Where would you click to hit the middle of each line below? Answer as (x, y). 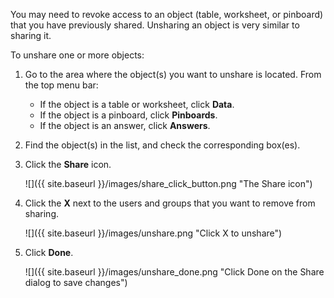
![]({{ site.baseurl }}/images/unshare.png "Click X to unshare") (153, 233)
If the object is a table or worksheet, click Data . (137, 104)
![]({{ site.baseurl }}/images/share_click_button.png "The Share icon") (168, 183)
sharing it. (31, 35)
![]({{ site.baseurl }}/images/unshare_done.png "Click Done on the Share (174, 272)
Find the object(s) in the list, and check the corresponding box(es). (162, 145)
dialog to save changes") (76, 282)
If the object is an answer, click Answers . (125, 125)
